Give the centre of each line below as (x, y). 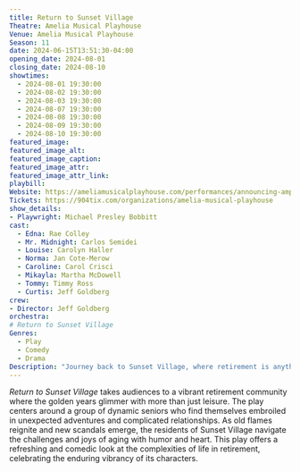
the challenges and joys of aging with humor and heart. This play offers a (144, 440)
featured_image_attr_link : (59, 175)
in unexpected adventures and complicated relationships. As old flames (141, 420)
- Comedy (33, 350)
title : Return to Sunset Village (71, 17)
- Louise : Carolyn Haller (66, 250)
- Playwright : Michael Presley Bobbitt (83, 217)
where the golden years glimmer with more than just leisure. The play (137, 401)
